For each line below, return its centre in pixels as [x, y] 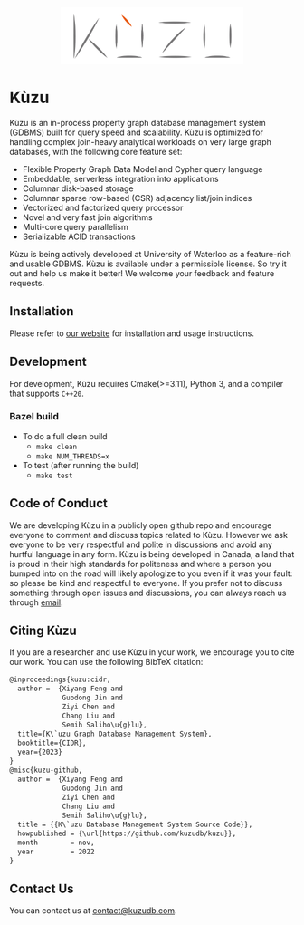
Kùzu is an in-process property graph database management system [138, 122]
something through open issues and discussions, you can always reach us [148, 593]
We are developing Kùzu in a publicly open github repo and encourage [141, 525]
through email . [36, 602]
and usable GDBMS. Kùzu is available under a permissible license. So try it [148, 264]
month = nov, [56, 843]
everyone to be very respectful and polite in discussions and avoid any [141, 544]
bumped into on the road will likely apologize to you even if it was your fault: [151, 573]
